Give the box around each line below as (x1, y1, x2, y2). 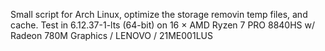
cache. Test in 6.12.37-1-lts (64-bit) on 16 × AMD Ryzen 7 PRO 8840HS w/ (10, 19, 316, 31)
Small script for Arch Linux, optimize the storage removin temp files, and (10, 9, 308, 20)
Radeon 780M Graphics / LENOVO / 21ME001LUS (10, 30, 213, 41)
